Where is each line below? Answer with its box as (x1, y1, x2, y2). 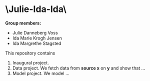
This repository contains (5, 50, 55, 56)
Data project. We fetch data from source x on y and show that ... (12, 65, 145, 71)
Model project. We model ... (12, 70, 70, 76)
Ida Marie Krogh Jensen (12, 35, 62, 41)
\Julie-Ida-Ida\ (5, 3, 66, 15)
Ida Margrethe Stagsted (12, 40, 61, 46)
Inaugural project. (12, 59, 49, 65)
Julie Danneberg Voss (12, 29, 58, 35)
